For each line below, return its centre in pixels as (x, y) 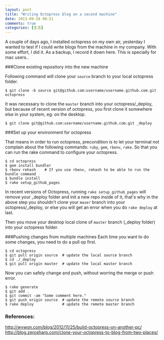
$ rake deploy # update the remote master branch (70, 304)
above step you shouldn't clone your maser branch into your (65, 202)
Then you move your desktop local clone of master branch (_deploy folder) (80, 222)
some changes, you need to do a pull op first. (51, 242)
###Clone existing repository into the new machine (57, 67)
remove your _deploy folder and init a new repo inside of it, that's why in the (82, 197)
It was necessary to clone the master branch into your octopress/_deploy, (79, 104)
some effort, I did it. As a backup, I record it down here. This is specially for (81, 52)
